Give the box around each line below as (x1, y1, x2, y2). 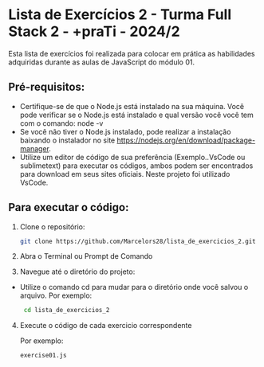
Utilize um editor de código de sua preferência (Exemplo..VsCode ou (19, 152, 246, 162)
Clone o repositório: (19, 221, 85, 232)
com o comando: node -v (19, 118, 104, 128)
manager (19, 143, 49, 153)
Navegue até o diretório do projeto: (19, 267, 136, 276)
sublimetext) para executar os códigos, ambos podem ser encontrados (19, 161, 254, 170)
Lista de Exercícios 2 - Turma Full (8, 6, 232, 24)
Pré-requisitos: (8, 80, 85, 94)
